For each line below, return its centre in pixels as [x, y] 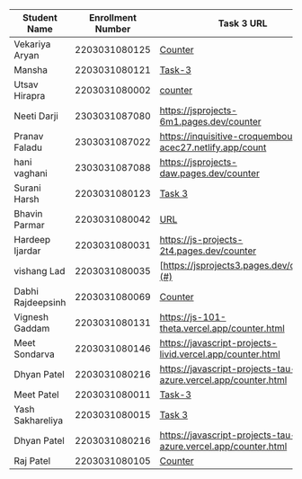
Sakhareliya [39, 420]
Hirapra [30, 96]
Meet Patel [37, 395]
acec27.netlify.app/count [213, 147]
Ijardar [27, 251]
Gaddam [32, 328]
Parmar [29, 225]
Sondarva [35, 354]
